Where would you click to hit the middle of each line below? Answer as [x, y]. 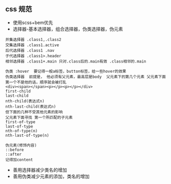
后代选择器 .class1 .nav [30, 50]
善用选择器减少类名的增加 [40, 170]
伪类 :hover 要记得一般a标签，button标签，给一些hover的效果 [66, 71]
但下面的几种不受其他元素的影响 [34, 112]
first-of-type [21, 122]
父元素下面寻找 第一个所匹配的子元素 [39, 117]
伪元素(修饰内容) [21, 145]
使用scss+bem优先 [33, 23]
